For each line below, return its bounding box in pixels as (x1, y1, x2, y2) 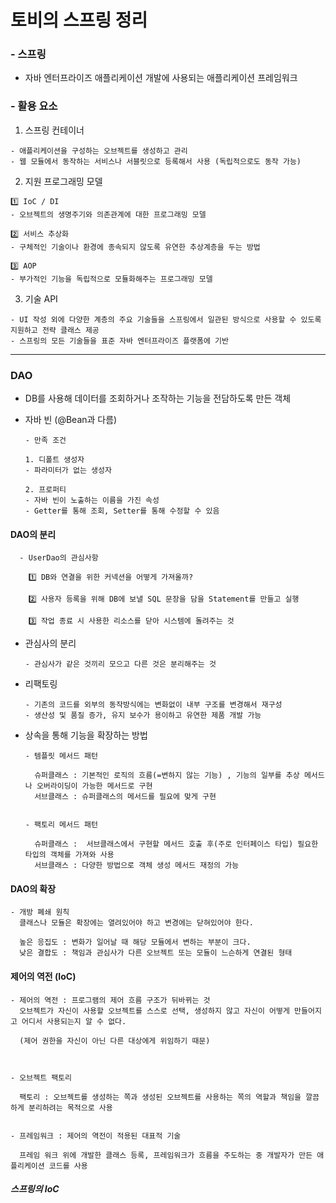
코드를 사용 (48, 1161, 88, 1171)
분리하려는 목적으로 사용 (28, 1102, 113, 1113)
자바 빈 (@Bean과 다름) (24, 414, 118, 426)
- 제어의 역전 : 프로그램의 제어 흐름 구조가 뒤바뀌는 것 (10, 995, 211, 1005)
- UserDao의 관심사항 (19, 553, 99, 563)
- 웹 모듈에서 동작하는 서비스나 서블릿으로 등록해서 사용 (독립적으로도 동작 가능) (10, 156, 302, 166)
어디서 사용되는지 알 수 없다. (21, 1016, 127, 1026)
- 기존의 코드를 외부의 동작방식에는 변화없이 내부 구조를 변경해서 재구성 (24, 700, 283, 710)
